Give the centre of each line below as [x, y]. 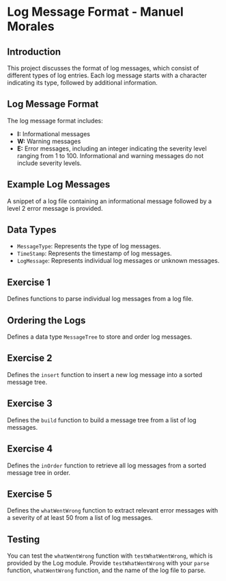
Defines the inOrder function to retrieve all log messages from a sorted [107, 465]
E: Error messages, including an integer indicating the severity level [112, 149]
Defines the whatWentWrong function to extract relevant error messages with [113, 511]
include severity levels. [49, 163]
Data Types [32, 230]
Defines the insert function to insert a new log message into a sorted [105, 374]
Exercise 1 [29, 282]
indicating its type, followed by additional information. [83, 82]
